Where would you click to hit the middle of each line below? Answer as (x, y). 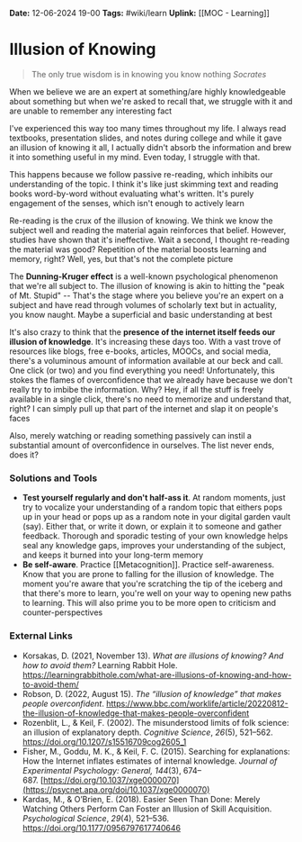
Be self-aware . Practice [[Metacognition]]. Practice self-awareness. (148, 565)
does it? (24, 455)
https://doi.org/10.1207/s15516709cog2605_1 (104, 741)
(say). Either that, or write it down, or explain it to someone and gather (152, 527)
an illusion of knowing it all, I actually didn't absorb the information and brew (151, 147)
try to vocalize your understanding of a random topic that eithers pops (152, 507)
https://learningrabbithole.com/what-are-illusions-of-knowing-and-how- (157, 675)
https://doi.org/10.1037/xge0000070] (111, 780)
